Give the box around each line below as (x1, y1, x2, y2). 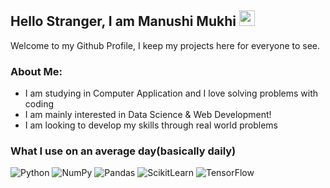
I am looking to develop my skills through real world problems (24, 119, 278, 131)
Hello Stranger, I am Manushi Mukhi (10, 13, 237, 30)
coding (24, 98, 55, 110)
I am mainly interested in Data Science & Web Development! (24, 109, 272, 121)
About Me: (10, 64, 63, 78)
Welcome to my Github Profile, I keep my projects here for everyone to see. (10, 39, 321, 51)
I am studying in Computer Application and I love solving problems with (24, 87, 319, 100)
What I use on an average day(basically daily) (10, 144, 237, 158)
